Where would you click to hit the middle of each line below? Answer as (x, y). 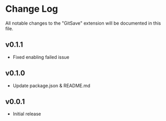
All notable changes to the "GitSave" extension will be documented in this (83, 23)
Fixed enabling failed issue (41, 57)
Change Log (32, 9)
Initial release (27, 114)
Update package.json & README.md (52, 86)
